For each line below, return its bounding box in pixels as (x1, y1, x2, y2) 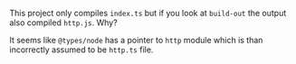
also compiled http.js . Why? (9, 17, 118, 28)
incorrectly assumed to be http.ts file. (9, 44, 154, 55)
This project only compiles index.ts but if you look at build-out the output (9, 8, 287, 18)
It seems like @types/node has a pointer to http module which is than (9, 35, 263, 45)
